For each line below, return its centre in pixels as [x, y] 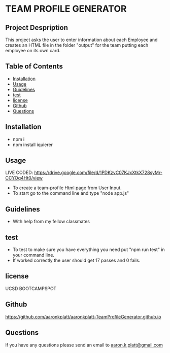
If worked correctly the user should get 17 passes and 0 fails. [76, 260]
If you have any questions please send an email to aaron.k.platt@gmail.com [84, 345]
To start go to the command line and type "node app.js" [71, 193]
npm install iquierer [33, 145]
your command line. [33, 255]
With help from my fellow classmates [51, 222]
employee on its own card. [33, 50]
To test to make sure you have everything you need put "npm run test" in [89, 250]
